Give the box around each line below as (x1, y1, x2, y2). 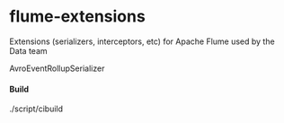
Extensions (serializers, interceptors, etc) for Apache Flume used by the (9, 36, 276, 47)
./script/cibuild (9, 103, 64, 114)
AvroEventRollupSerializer (9, 63, 105, 74)
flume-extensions (9, 6, 146, 27)
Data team (9, 45, 48, 56)
